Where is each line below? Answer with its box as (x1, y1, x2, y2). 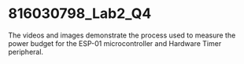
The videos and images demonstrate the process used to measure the (8, 30, 236, 40)
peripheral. (8, 47, 44, 56)
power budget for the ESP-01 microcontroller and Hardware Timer (8, 38, 222, 48)
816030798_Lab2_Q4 (8, 5, 152, 23)
